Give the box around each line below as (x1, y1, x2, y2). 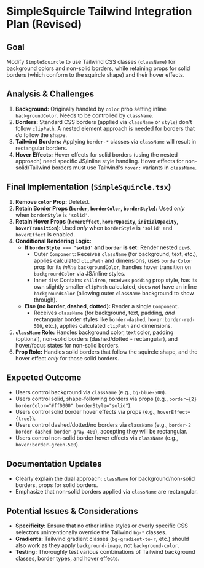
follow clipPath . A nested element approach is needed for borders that (15, 125, 195, 132)
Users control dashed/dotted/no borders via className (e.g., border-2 (15, 421, 192, 429)
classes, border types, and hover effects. (15, 554, 120, 562)
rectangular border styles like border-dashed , (33, 315, 147, 323)
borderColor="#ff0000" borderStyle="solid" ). (15, 402, 132, 409)
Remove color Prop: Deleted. (15, 198, 90, 205)
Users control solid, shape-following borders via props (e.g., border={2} (15, 395, 197, 403)
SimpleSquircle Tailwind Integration (6, 4, 192, 18)
